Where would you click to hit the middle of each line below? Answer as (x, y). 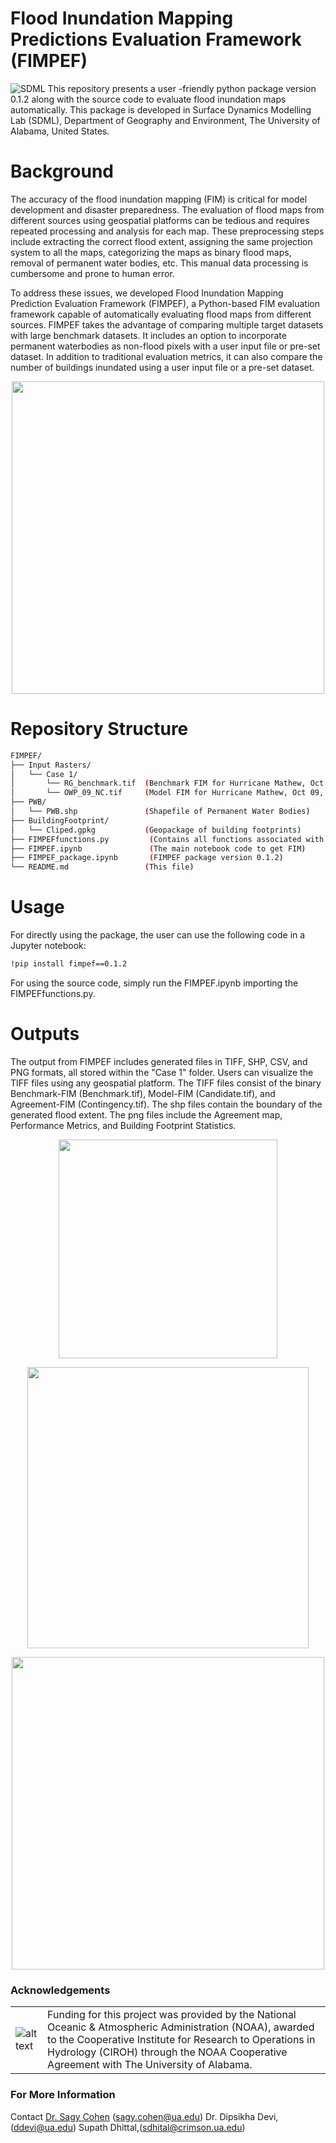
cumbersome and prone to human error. (92, 273)
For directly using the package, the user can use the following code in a (158, 935)
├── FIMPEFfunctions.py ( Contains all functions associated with (167, 839)
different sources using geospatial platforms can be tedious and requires (160, 220)
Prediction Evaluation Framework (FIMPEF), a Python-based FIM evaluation (165, 303)
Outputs (45, 1034)
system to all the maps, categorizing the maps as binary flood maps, (151, 252)
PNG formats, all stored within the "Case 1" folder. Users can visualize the (162, 1072)
